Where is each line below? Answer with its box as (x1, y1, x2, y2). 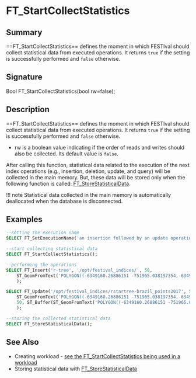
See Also (6, 337, 39, 347)
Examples (6, 214, 43, 224)
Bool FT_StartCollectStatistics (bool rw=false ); (6, 88, 116, 95)
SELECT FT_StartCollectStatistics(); (6, 251, 98, 258)
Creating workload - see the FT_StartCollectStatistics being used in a (14, 352, 181, 360)
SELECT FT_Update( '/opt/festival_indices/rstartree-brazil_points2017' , (6, 289, 187, 294)
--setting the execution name (6, 230, 80, 236)
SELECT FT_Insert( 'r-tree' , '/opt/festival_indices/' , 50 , (6, 267, 153, 273)
